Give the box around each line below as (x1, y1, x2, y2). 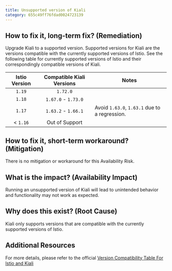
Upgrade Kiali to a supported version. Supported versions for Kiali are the (5, 45, 160, 51)
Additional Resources (5, 241, 75, 250)
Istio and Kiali (5, 260, 34, 266)
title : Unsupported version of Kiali (5, 7, 86, 13)
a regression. (94, 111, 126, 118)
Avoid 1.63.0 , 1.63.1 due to (94, 104, 160, 111)
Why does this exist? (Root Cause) (5, 207, 118, 216)
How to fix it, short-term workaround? (5, 136, 129, 145)
